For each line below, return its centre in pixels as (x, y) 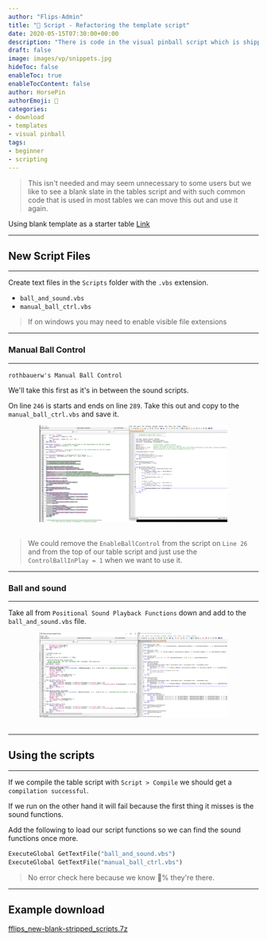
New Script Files (50, 256)
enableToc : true (35, 76)
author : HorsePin (37, 92)
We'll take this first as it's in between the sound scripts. (99, 390)
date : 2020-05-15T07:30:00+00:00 (64, 33)
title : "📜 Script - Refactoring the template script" (99, 25)
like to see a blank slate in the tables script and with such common (136, 192)
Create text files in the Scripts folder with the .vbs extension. (108, 283)
